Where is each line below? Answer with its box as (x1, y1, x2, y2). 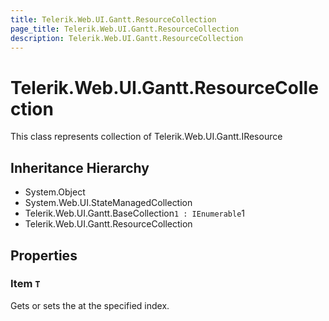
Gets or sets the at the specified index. (10, 299, 170, 311)
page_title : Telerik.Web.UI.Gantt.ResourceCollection (10, 24, 240, 34)
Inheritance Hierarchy (10, 159, 150, 176)
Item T (10, 277, 41, 291)
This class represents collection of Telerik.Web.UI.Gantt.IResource (10, 131, 283, 143)
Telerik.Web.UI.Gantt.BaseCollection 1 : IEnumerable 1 (24, 207, 246, 220)
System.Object (24, 186, 86, 198)
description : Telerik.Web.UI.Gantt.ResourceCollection (10, 33, 244, 43)
